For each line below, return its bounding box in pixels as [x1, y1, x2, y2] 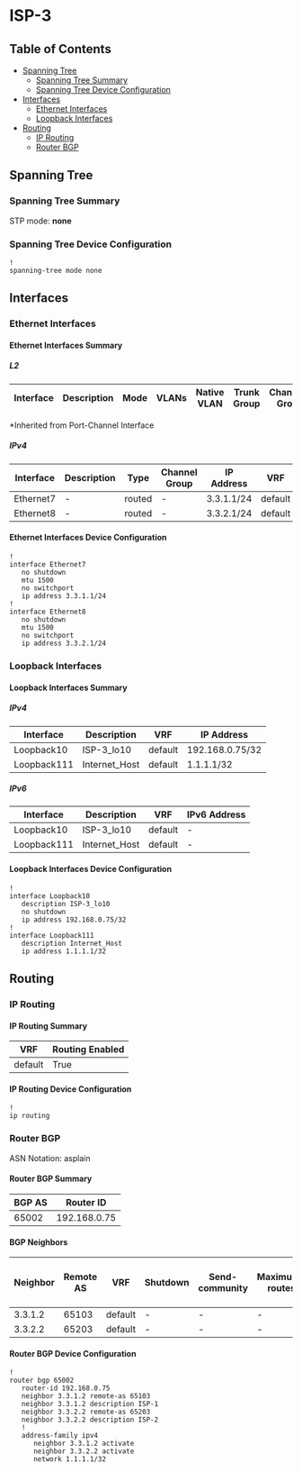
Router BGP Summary [9, 1173, 93, 1185]
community [197, 1282, 249, 1295]
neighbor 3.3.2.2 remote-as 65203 [21, 1407, 151, 1417]
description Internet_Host [21, 939, 123, 948]
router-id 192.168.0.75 [21, 1384, 111, 1393]
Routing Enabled [52, 1043, 125, 1056]
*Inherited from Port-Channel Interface [9, 420, 155, 431]
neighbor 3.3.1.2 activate [32, 1439, 135, 1449]
